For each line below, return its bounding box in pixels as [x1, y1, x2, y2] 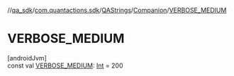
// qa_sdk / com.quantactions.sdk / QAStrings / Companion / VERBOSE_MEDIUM [7, 6, 227, 14]
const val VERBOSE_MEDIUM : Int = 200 [7, 61, 123, 70]
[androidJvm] [7, 53, 48, 62]
